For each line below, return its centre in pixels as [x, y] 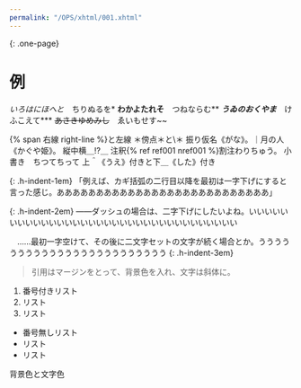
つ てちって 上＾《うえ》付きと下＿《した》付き [128, 162]
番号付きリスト [50, 291]
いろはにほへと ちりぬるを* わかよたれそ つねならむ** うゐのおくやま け [151, 109]
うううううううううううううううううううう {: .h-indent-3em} [121, 252]
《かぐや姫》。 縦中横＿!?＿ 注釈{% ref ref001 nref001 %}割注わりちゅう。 [146, 150]
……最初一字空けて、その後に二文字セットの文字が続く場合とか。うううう [153, 241]
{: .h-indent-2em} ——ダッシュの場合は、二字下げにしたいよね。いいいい [145, 211]
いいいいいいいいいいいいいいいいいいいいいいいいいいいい [127, 222]
